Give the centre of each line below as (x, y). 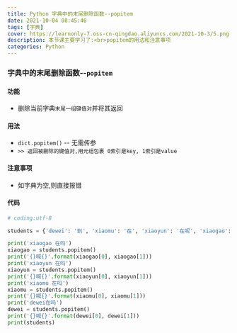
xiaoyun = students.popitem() (52, 270)
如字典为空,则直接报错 (50, 185)
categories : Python (36, 47)
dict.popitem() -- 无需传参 (57, 143)
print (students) (31, 322)
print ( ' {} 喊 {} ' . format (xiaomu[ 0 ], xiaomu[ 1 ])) (77, 296)
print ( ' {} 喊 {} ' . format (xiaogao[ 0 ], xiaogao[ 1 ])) (80, 257)
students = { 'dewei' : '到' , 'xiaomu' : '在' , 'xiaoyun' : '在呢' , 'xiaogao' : (119, 231)
